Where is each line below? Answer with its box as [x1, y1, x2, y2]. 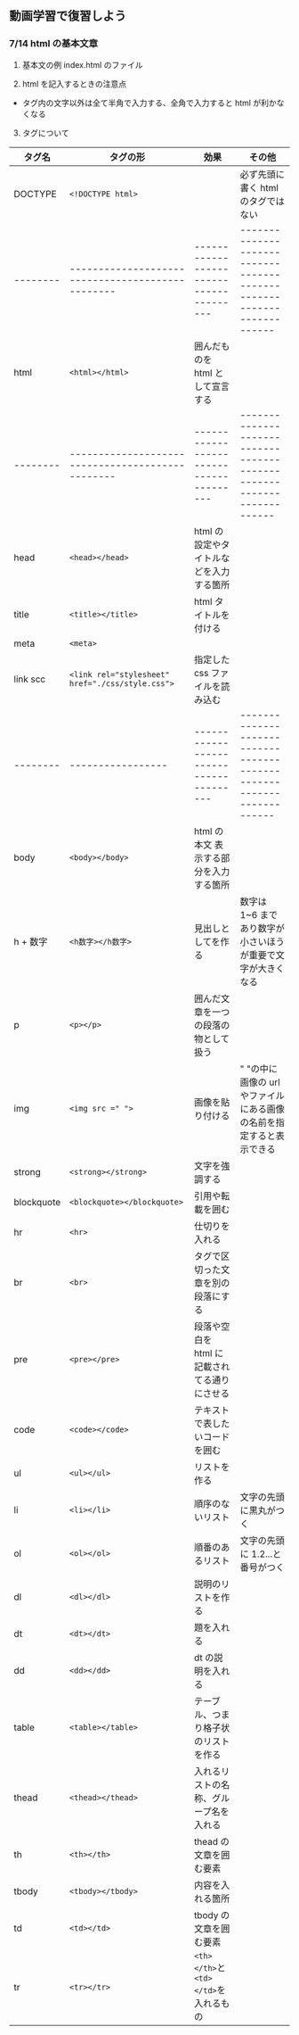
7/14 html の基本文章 [9, 37, 99, 50]
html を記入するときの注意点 [21, 79, 127, 89]
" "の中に [239, 1063, 278, 1075]
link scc [13, 673, 46, 685]
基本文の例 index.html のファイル [21, 59, 143, 70]
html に [194, 1346, 224, 1359]
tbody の [194, 1908, 230, 1921]
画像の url [239, 1076, 280, 1088]
